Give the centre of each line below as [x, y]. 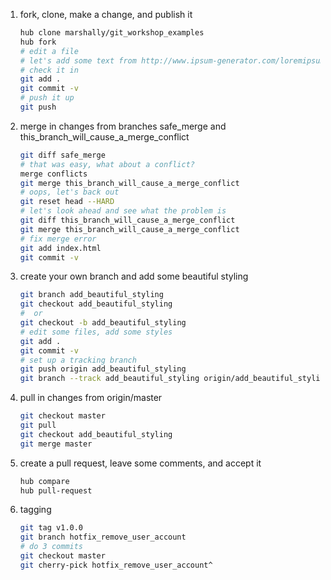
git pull [38, 425]
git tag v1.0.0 [51, 528]
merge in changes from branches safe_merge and [123, 126]
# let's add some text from [78, 60]
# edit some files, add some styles [96, 332]
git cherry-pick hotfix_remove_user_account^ [116, 565]
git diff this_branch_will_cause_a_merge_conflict [127, 220]
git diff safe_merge [62, 155]
